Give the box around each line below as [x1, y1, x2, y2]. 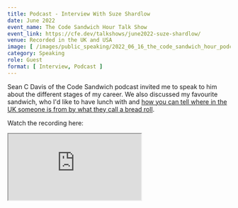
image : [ [7, 43, 33, 50]
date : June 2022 [7, 17, 55, 24]
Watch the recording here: [7, 118, 84, 127]
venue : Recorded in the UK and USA [7, 37, 113, 44]
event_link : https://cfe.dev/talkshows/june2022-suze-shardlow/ [7, 30, 201, 37]
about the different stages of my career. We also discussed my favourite [7, 90, 218, 98]
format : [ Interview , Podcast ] [7, 63, 103, 70]
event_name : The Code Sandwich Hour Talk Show [7, 23, 147, 30]
